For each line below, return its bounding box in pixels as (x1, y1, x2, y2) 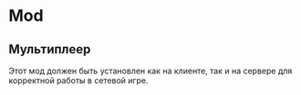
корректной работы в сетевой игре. (8, 75, 149, 86)
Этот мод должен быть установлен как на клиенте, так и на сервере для (8, 65, 293, 76)
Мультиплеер (8, 42, 91, 57)
